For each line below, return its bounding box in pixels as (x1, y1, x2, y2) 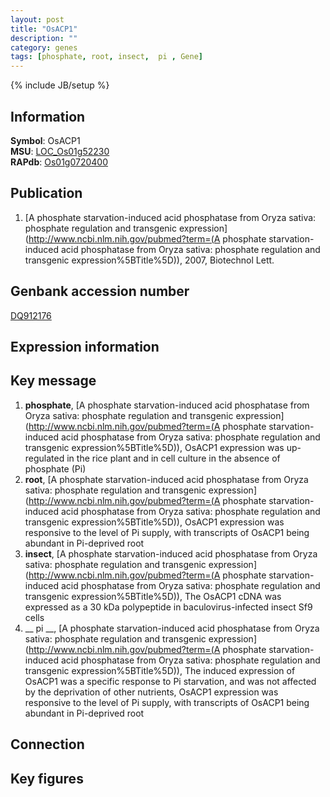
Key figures (10, 770, 84, 787)
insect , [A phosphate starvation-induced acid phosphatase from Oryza (24, 547, 318, 560)
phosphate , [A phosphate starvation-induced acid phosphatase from (24, 399, 310, 411)
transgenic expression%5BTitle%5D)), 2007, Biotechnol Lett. (24, 254, 275, 266)
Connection (10, 736, 85, 753)
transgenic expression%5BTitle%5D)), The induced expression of (24, 664, 296, 676)
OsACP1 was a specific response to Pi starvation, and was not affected (24, 675, 317, 687)
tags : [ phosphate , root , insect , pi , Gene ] (10, 52, 203, 62)
